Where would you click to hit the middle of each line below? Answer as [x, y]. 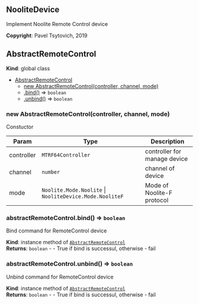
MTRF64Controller [66, 155]
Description [168, 141]
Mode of [157, 185]
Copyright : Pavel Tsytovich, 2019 [47, 35]
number [51, 172]
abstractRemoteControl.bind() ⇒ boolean [66, 218]
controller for [163, 151]
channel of [160, 168]
